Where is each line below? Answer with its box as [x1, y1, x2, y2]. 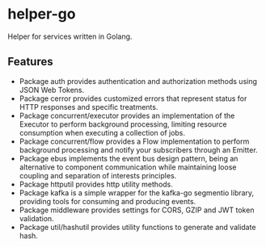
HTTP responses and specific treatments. [19, 102, 158, 111]
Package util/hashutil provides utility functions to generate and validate [19, 222, 256, 232]
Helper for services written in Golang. [7, 31, 133, 41]
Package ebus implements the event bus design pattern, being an [19, 153, 239, 163]
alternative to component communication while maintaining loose [19, 162, 237, 172]
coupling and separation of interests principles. [19, 170, 177, 180]
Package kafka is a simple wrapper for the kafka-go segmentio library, [19, 187, 255, 198]
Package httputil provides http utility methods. [19, 179, 173, 189]
